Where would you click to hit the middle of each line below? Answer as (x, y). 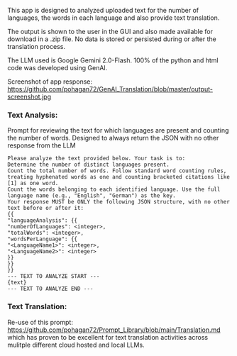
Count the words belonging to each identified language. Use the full (114, 190)
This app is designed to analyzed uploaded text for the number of (103, 10)
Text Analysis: (33, 115)
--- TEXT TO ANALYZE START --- (54, 277)
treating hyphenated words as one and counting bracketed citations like (119, 177)
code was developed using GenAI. (57, 68)
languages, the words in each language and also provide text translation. (114, 18)
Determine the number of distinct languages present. (89, 165)
